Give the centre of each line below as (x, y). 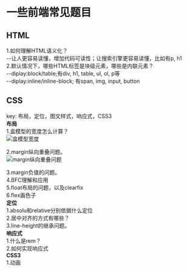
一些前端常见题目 (49, 12)
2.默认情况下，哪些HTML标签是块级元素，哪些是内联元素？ (80, 66)
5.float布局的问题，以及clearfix (45, 187)
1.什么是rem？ (24, 240)
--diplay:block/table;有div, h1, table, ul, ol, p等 (63, 73)
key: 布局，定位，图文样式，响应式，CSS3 (59, 116)
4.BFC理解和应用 (27, 180)
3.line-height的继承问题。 (38, 225)
